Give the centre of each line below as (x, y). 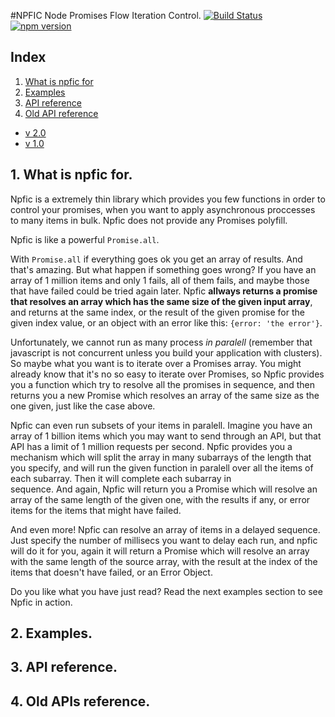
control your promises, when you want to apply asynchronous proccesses (163, 209)
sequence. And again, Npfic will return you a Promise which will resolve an (164, 489)
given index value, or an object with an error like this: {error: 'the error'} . (166, 322)
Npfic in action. (41, 602)
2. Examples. (51, 633)
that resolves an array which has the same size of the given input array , (161, 301)
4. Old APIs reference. (80, 701)
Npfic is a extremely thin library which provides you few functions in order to (168, 199)
